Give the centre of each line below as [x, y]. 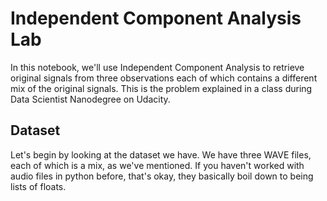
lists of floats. [38, 186]
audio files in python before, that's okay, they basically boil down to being [162, 176]
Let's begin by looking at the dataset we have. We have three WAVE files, [161, 154]
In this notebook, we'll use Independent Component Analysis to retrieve [157, 67]
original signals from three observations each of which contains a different [164, 78]
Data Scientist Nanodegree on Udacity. [90, 99]
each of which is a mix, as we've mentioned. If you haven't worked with [157, 165]
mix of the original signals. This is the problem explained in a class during [161, 88]
